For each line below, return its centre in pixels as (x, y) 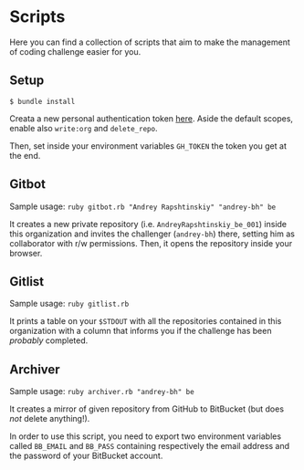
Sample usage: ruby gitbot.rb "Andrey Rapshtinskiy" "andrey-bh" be (143, 206)
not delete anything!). (50, 419)
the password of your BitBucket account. (86, 456)
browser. (26, 253)
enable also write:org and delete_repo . (84, 128)
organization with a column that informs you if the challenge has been (141, 331)
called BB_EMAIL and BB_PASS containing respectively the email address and (150, 446)
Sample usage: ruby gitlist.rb (69, 304)
